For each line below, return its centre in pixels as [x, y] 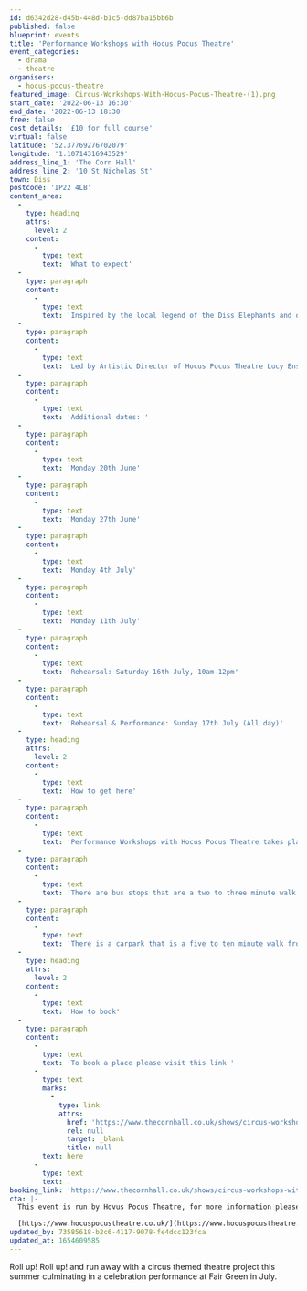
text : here [63, 1157]
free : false [32, 120]
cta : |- [24, 1199]
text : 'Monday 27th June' [92, 519]
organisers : [32, 78]
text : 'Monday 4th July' [90, 570]
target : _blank [96, 1139]
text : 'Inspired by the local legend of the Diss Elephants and [167, 315]
